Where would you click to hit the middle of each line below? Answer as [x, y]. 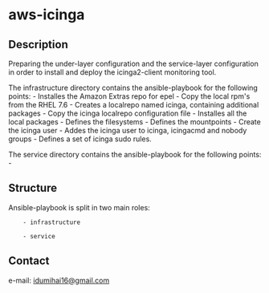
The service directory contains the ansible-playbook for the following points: [135, 155]
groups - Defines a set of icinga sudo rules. [80, 139]
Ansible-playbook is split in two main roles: [79, 207]
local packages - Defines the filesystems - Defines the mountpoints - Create [134, 122]
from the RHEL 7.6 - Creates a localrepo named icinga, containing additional [134, 105]
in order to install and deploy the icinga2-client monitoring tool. [112, 72]
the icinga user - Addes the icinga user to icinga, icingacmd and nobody [128, 130]
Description [38, 45]
